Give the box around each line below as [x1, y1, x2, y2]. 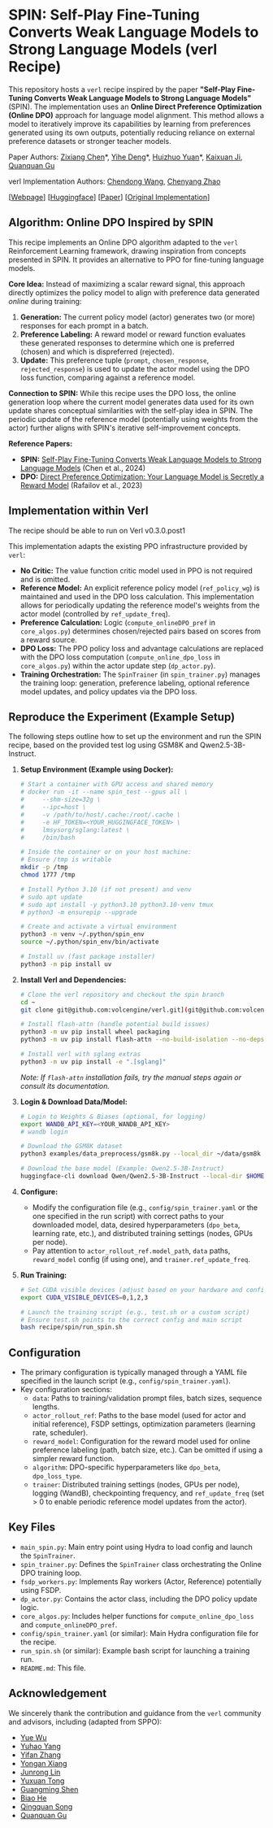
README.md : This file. [19, 1663, 87, 1673]
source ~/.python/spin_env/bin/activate [19, 938, 159, 947]
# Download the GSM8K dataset [19, 1142, 123, 1151]
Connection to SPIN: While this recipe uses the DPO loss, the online [8, 388, 236, 398]
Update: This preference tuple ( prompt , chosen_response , [19, 355, 210, 365]
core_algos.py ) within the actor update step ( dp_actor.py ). [19, 660, 216, 670]
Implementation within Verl [8, 504, 149, 518]
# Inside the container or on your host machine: [19, 848, 193, 856]
